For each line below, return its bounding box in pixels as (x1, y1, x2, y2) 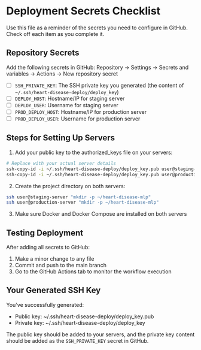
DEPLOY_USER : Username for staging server (14, 101, 118, 108)
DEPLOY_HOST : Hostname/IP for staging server (14, 95, 125, 102)
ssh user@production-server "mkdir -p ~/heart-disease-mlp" (6, 200, 160, 206)
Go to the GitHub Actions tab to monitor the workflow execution (14, 268, 172, 275)
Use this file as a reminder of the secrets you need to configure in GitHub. (6, 24, 188, 31)
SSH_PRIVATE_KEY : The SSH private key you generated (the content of (14, 82, 184, 89)
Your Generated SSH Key (6, 285, 101, 295)
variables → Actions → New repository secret (6, 70, 118, 77)
